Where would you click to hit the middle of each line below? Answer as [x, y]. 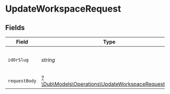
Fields [15, 28]
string [48, 60]
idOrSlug [18, 60]
